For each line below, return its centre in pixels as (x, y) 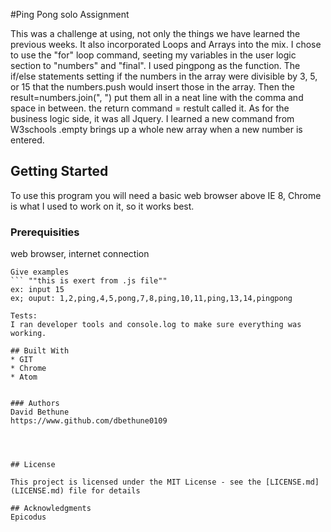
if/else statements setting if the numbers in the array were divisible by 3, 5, (164, 76)
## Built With (40, 351)
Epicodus (28, 517)
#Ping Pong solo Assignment (70, 14)
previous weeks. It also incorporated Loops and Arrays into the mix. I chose (166, 44)
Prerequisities (45, 232)
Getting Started (59, 171)
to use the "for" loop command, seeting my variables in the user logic (153, 55)
